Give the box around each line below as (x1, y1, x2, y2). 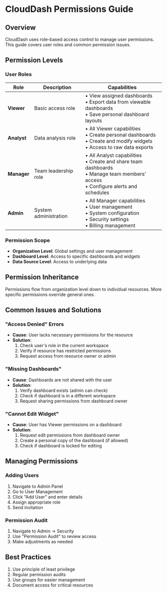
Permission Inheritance (5, 273, 79, 282)
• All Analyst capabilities (85, 151, 142, 158)
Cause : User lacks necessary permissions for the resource (12, 332, 133, 338)
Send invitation (12, 504, 43, 510)
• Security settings (85, 216, 129, 222)
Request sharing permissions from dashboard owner (19, 398, 128, 404)
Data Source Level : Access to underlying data (12, 258, 107, 264)
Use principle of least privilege (12, 566, 76, 572)
